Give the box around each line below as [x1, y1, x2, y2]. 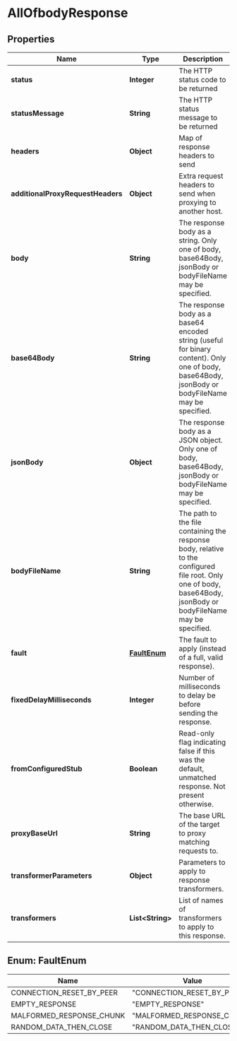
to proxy [178, 828, 207, 838]
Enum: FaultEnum [7, 955, 87, 967]
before [178, 700, 201, 709]
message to [178, 113, 218, 122]
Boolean [129, 764, 158, 773]
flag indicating [178, 737, 226, 747]
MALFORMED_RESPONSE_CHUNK [11, 1011, 126, 1021]
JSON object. [178, 435, 224, 445]
